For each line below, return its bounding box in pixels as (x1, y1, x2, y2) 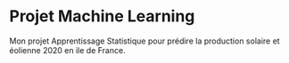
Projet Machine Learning (9, 6, 195, 27)
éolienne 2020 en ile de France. (9, 44, 127, 55)
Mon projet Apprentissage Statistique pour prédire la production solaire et (9, 35, 280, 46)
